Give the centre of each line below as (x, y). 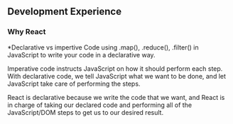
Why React (27, 32)
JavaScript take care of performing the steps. (74, 84)
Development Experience (65, 12)
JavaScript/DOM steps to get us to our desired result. (86, 112)
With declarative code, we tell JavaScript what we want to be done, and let (116, 76)
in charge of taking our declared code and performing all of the (100, 105)
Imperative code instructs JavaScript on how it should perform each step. (115, 68)
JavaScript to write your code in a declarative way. (81, 55)
